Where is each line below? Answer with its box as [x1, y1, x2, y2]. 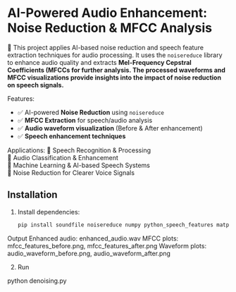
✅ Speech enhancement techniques [17, 132, 126, 140]
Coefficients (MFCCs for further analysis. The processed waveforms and [7, 66, 225, 74]
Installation [7, 189, 58, 201]
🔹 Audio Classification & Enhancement [7, 153, 118, 162]
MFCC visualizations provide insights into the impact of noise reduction [7, 73, 222, 82]
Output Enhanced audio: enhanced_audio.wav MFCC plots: [7, 234, 179, 243]
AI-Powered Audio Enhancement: [7, 5, 208, 21]
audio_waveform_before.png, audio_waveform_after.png [7, 249, 171, 257]
